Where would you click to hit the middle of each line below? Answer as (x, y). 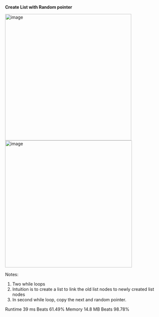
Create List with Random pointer (39, 7)
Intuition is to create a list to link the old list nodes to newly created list (83, 289)
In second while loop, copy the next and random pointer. (69, 300)
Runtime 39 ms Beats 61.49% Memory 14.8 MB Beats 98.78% (67, 309)
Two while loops (29, 284)
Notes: (12, 274)
